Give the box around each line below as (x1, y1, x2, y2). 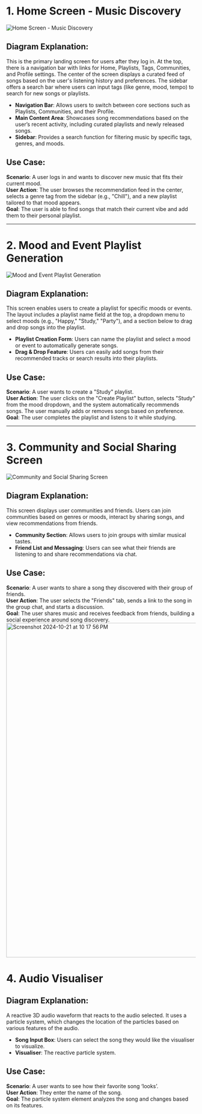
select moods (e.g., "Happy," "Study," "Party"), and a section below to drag (6, 318, 192, 325)
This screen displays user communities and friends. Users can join (6, 506, 171, 514)
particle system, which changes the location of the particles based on (6, 1018, 179, 1025)
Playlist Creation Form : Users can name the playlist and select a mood (14, 336, 191, 343)
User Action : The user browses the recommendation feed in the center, (6, 186, 183, 194)
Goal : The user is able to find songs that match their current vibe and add (6, 205, 188, 212)
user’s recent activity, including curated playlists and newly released (14, 121, 185, 128)
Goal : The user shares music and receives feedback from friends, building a (6, 609, 195, 617)
